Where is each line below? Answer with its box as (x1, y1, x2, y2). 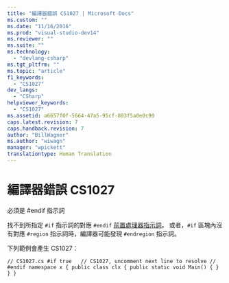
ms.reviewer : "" (7, 36, 53, 43)
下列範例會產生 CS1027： (7, 244, 79, 252)
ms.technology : (7, 49, 51, 56)
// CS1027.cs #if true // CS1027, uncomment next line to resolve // (7, 258, 216, 264)
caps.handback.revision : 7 (7, 125, 84, 132)
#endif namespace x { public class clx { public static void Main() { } (7, 264, 219, 271)
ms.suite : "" (7, 42, 45, 49)
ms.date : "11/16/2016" (7, 23, 72, 30)
